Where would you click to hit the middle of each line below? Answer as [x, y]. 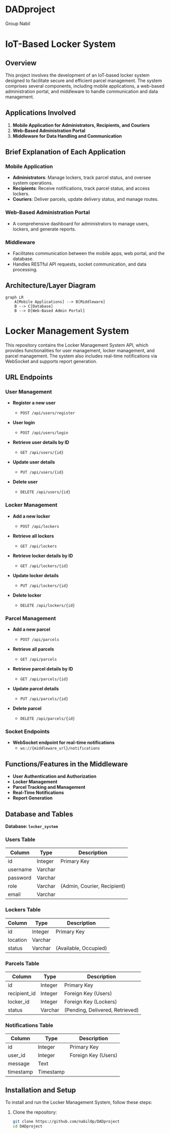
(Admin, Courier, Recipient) [93, 886]
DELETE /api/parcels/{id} [47, 719]
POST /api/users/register [47, 413]
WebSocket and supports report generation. [51, 361]
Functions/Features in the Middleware [67, 764]
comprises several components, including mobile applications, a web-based [85, 86]
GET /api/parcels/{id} [44, 679]
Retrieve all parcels [33, 649]
